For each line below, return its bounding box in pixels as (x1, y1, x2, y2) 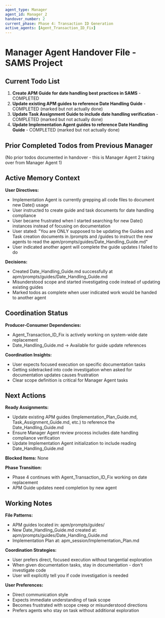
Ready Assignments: (5, 404, 49, 410)
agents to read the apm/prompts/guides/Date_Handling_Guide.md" (12, 238, 148, 245)
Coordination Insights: (5, 352, 52, 357)
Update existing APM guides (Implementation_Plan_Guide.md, (12, 414, 138, 420)
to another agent (12, 295, 46, 301)
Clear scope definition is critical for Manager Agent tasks (12, 377, 128, 383)
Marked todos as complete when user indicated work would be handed (12, 289, 157, 295)
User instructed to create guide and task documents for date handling (12, 207, 154, 213)
